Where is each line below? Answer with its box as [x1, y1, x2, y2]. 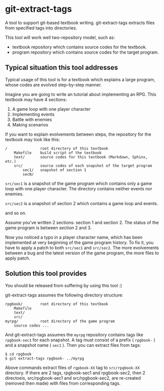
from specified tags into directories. [5, 25, 77, 30]
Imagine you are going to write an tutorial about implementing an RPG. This [5, 91, 157, 97]
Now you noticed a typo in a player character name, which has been [5, 234, 143, 240]
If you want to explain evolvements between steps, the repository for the [5, 131, 152, 137]
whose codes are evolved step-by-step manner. [5, 82, 102, 88]
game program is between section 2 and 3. [5, 225, 92, 231]
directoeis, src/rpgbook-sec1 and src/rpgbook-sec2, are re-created [5, 375, 141, 381]
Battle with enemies [12, 117, 52, 122]
